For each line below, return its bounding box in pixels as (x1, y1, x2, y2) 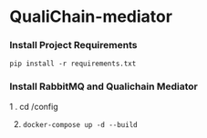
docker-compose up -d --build (22, 120, 139, 129)
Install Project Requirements (9, 39, 138, 52)
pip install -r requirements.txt (9, 59, 137, 69)
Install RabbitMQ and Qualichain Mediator (9, 80, 199, 93)
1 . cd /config (9, 101, 58, 112)
